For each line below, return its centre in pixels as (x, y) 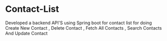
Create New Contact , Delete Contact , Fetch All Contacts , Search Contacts (83, 28)
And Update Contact (26, 33)
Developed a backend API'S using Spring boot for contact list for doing (79, 23)
